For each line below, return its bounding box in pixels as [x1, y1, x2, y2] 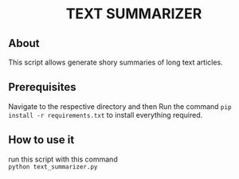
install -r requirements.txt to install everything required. [8, 110, 203, 119]
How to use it [8, 133, 75, 147]
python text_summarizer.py [8, 162, 98, 171]
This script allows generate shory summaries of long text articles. [8, 57, 223, 67]
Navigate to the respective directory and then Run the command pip [8, 101, 232, 111]
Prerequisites [8, 80, 76, 94]
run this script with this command [8, 154, 118, 164]
